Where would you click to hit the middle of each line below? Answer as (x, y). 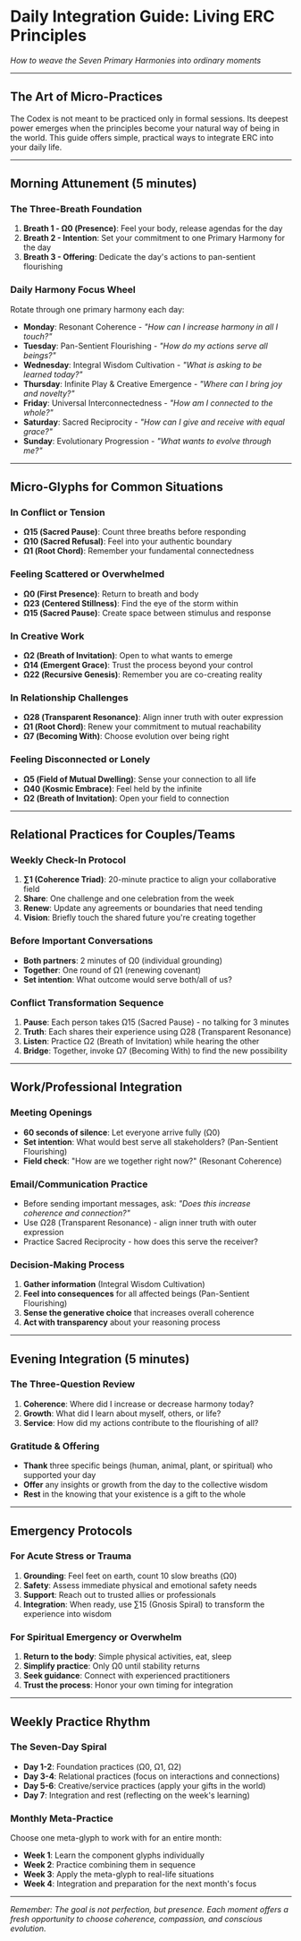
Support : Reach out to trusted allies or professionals (120, 1594)
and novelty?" (49, 393)
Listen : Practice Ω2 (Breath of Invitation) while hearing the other (141, 1041)
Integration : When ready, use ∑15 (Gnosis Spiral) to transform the (144, 1604)
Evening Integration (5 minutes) (100, 1359)
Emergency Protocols (71, 1530)
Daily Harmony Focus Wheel (73, 290)
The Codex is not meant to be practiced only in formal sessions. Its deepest (149, 118)
